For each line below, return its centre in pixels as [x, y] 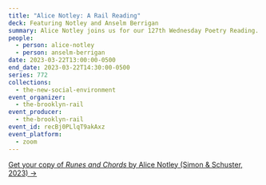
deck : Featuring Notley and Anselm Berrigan [83, 23]
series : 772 [28, 75]
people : [21, 38]
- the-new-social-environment [66, 90]
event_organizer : [37, 97]
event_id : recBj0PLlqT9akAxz [57, 127]
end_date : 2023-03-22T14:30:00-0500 [69, 68]
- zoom [26, 142]
